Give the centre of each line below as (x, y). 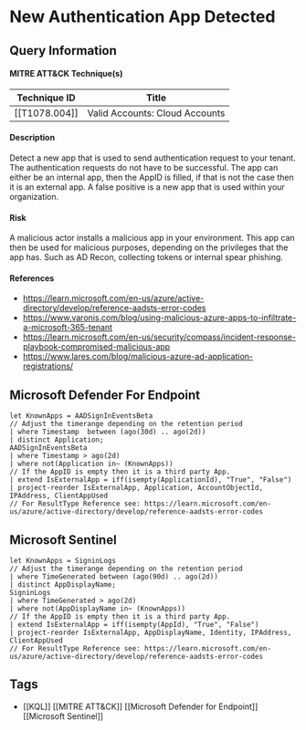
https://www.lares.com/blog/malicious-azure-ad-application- (138, 357)
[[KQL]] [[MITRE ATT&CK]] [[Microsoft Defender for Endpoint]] (140, 706)
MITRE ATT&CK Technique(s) (66, 74)
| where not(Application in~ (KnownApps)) (91, 464)
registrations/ (48, 366)
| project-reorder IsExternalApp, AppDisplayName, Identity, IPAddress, (151, 633)
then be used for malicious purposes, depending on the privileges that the (149, 247)
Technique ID (46, 98)
